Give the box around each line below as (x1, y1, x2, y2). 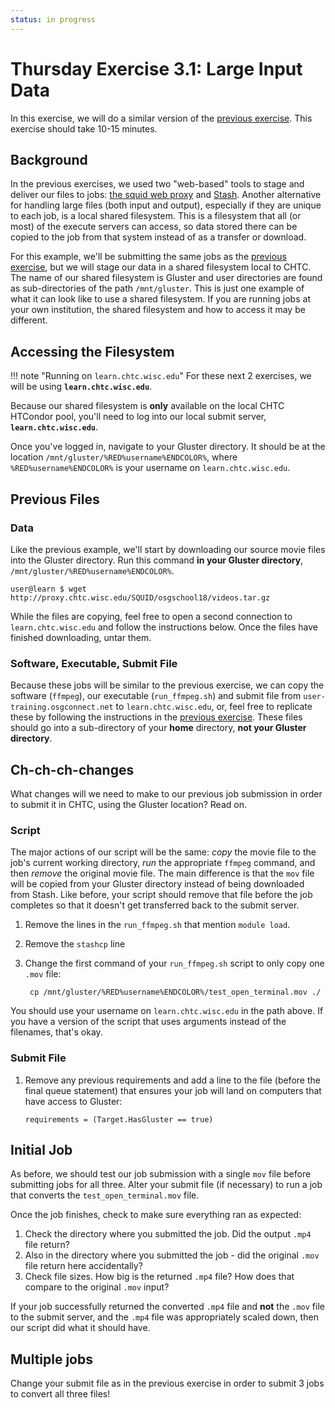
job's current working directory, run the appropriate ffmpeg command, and (10, 857, 316, 869)
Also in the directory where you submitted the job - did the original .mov (24, 1249, 320, 1261)
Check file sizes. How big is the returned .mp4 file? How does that (24, 1271, 295, 1283)
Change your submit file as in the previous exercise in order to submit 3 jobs (10, 1377, 325, 1390)
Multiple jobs (10, 1351, 93, 1368)
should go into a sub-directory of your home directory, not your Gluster (10, 722, 307, 734)
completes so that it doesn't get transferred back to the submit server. (10, 899, 300, 911)
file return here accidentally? (24, 1260, 143, 1272)
